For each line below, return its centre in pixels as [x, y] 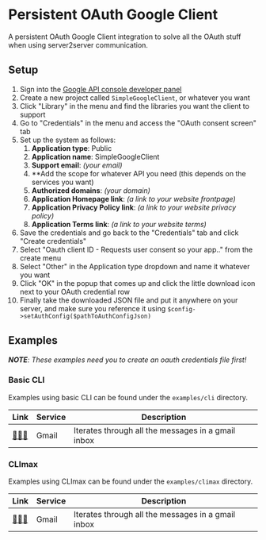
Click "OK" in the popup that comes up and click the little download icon [137, 283]
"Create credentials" [53, 241]
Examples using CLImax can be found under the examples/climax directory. [131, 481]
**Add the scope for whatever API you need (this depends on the [139, 173]
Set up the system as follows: [68, 140]
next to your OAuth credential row [75, 291]
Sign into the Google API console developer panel [101, 89]
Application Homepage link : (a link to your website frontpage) [133, 199]
